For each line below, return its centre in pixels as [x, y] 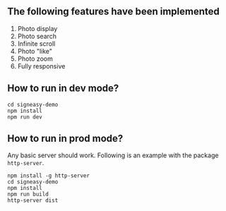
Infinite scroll [36, 43]
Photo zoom [35, 59]
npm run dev [25, 117]
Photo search [37, 36]
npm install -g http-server [49, 176]
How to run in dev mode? [63, 89]
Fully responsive [41, 66]
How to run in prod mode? [65, 139]
